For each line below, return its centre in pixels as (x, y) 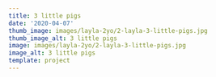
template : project (39, 61)
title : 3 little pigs (45, 16)
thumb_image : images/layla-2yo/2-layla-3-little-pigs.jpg (108, 30)
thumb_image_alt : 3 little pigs (63, 38)
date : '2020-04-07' (41, 23)
